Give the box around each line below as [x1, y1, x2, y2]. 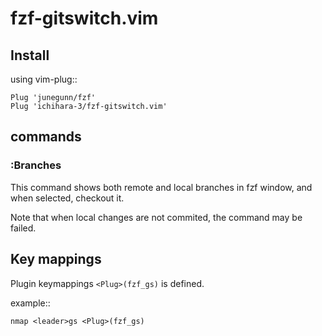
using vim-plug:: [10, 73, 78, 85]
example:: [10, 297, 51, 309]
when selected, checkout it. [10, 192, 125, 204]
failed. [10, 222, 37, 234]
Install [10, 47, 50, 64]
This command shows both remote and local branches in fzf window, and [10, 181, 313, 193]
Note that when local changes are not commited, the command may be [10, 211, 303, 223]
